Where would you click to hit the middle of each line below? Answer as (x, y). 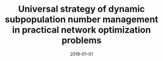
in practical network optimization (81, 30)
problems (81, 41)
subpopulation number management (81, 19)
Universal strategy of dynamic (81, 9)
